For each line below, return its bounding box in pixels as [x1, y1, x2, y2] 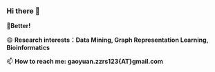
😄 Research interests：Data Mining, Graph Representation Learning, [6, 36, 209, 44]
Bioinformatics [6, 44, 50, 52]
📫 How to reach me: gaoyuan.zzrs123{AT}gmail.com [6, 58, 164, 66]
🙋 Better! [6, 22, 31, 30]
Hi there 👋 [6, 6, 41, 16]
